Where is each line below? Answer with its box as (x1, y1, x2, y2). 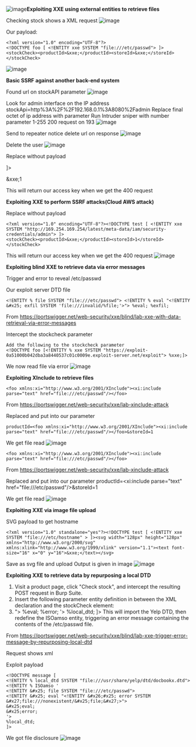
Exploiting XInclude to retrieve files (6, 374, 94, 381)
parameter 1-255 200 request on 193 (6, 118, 95, 125)
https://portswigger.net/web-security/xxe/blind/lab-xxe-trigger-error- (19, 632, 188, 639)
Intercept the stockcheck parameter (6, 331, 93, 338)
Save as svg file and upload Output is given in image (6, 560, 133, 567)
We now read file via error (6, 363, 69, 370)
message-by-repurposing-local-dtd (6, 639, 93, 645)
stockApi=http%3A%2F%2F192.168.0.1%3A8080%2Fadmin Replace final (6, 106, 183, 113)
